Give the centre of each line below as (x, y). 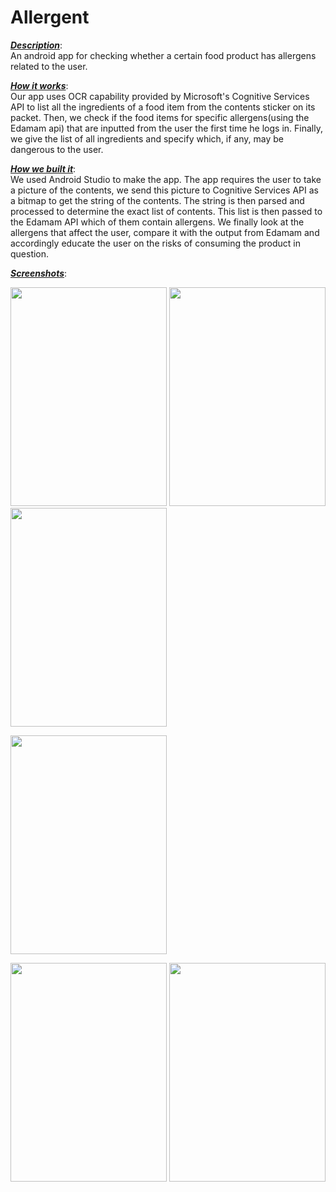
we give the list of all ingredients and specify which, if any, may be (147, 138)
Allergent (50, 17)
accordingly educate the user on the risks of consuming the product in (155, 243)
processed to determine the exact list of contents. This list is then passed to (166, 211)
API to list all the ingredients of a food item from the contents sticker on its (163, 107)
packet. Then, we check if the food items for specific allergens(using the (160, 117)
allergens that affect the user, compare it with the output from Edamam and (165, 232)
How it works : (39, 85)
